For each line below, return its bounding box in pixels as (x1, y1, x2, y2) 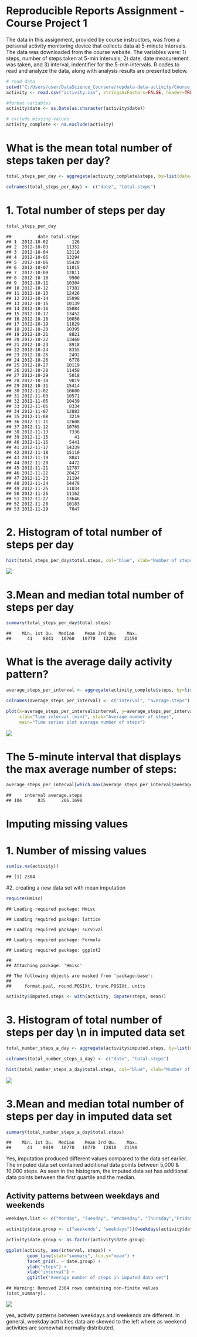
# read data (6, 78, 35, 85)
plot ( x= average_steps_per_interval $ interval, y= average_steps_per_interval (6, 708, 195, 714)
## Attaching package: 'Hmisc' (6, 963, 83, 969)
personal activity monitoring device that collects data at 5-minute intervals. (6, 42, 187, 49)
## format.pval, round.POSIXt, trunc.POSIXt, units (6, 984, 145, 989)
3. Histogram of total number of (6, 1013, 162, 1027)
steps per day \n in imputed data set (6, 1026, 185, 1039)
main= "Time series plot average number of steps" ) (19, 719, 145, 725)
